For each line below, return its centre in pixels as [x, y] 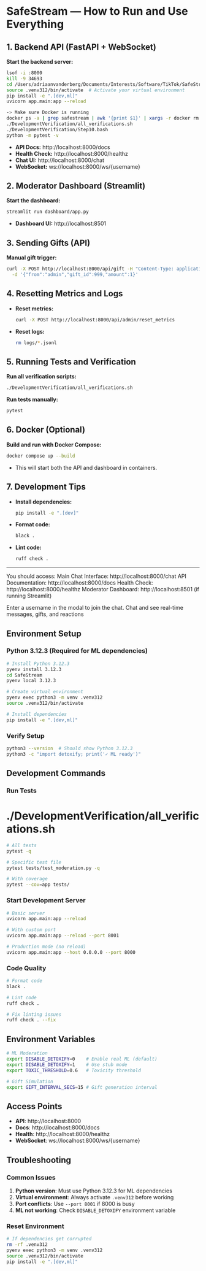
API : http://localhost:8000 [48, 1121]
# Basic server [26, 913]
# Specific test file [34, 862]
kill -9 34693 [25, 79]
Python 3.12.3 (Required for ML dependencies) [77, 651]
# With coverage [27, 879]
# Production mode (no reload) [46, 947]
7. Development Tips [46, 487]
